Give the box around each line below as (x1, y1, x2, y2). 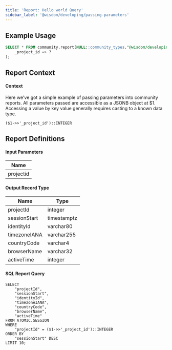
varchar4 (47, 239, 70, 246)
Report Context (5, 69, 55, 77)
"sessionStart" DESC (14, 336, 58, 341)
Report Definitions (5, 134, 65, 143)
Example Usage (5, 31, 56, 40)
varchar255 (47, 231, 76, 238)
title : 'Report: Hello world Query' (5, 7, 83, 13)
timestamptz (47, 215, 78, 222)
